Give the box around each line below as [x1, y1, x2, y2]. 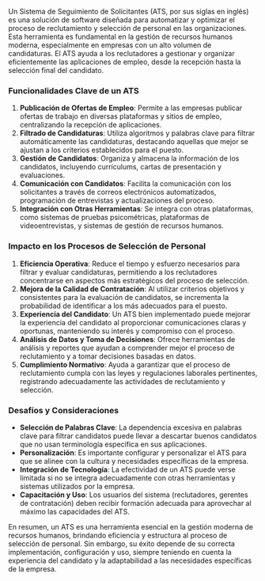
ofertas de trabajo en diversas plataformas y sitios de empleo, [19, 112, 222, 121]
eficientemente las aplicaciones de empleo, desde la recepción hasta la [8, 57, 241, 66]
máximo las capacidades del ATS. [19, 507, 131, 516]
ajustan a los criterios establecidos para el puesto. [19, 146, 184, 155]
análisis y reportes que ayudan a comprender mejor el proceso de [19, 343, 235, 352]
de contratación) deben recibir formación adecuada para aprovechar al [19, 498, 252, 507]
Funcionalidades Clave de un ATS [8, 85, 140, 96]
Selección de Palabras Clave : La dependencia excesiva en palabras [19, 423, 243, 432]
